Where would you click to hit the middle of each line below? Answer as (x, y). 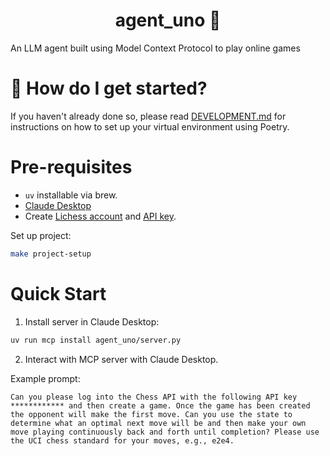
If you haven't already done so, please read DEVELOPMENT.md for (148, 116)
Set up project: (41, 235)
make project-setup (51, 254)
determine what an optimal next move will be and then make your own (158, 423)
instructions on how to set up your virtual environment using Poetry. (150, 126)
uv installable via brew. (71, 195)
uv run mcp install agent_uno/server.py (96, 340)
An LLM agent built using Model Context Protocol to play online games (155, 48)
